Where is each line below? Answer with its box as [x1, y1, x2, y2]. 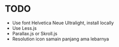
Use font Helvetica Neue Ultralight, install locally [12, 20, 114, 26]
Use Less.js [12, 25, 37, 31]
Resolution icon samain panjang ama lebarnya [12, 36, 109, 42]
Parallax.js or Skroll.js [12, 30, 58, 36]
